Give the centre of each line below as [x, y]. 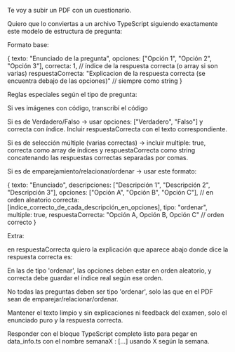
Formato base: [28, 45]
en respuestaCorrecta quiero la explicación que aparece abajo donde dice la [118, 249]
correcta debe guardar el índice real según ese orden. [85, 278]
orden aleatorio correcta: [43, 200]
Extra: [16, 236]
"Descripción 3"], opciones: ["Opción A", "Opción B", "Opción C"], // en [110, 192]
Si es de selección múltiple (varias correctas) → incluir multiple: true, [107, 143]
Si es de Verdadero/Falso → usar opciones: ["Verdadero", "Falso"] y [105, 122]
